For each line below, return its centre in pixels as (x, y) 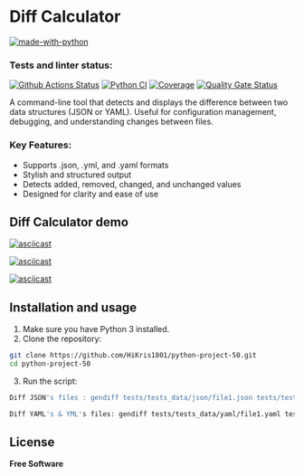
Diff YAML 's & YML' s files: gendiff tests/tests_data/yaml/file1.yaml (145, 414)
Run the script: (50, 381)
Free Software (37, 464)
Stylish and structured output (77, 175)
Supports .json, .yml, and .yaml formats (95, 165)
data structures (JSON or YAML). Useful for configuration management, (143, 112)
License (32, 442)
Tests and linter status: (61, 65)
